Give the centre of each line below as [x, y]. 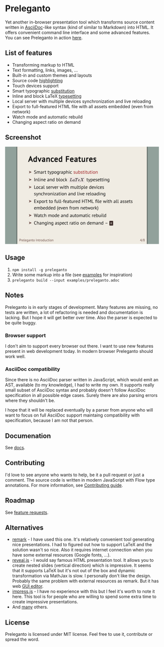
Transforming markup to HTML [43, 65]
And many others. [30, 607]
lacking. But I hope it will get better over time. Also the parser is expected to [81, 317]
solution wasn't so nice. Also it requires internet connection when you [82, 550]
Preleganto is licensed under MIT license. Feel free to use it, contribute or [79, 634]
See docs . [15, 448]
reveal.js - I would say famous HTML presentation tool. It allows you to [83, 560]
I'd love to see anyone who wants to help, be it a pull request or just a [75, 475]
